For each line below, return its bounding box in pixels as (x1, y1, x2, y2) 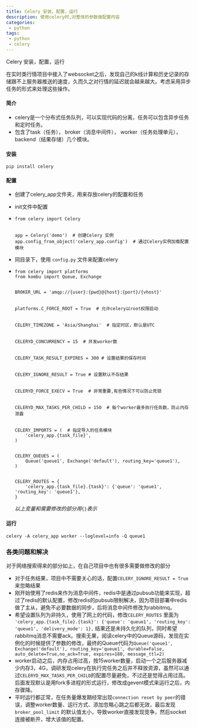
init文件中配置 (14, 203, 48, 210)
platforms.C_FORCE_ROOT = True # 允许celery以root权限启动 (14, 306, 158, 312)
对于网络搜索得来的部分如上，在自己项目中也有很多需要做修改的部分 (6, 562, 171, 569)
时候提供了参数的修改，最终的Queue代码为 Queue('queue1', (30, 639, 173, 647)
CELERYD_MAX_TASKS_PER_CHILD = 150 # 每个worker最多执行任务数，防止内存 (14, 405, 189, 411)
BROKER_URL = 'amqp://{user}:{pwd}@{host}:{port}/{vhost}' (14, 290, 162, 295)
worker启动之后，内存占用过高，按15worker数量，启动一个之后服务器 (14, 657, 182, 664)
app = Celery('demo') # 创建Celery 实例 (14, 233, 114, 239)
